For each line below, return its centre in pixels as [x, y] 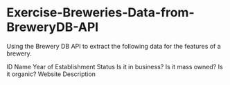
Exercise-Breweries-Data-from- [100, 13]
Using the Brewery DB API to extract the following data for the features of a [114, 46]
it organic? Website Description [51, 74]
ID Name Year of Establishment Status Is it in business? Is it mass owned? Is [115, 66]
